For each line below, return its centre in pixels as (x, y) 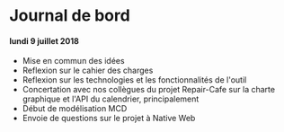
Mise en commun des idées (73, 61)
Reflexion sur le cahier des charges (88, 70)
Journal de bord (70, 16)
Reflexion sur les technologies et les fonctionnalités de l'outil (134, 80)
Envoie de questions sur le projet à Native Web (109, 119)
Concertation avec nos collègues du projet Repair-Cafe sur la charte (149, 90)
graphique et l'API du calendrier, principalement (111, 99)
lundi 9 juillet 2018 (44, 40)
